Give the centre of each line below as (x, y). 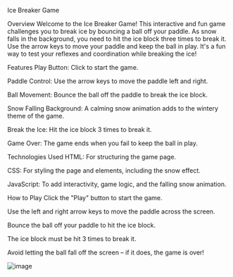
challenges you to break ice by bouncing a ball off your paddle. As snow (112, 31)
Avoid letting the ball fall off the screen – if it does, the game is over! (106, 252)
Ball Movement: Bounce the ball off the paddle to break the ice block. (107, 95)
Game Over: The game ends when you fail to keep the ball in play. (103, 143)
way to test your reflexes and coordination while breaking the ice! (102, 54)
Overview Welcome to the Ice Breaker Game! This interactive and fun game (116, 24)
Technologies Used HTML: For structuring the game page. (92, 157)
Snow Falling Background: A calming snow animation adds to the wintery (113, 108)
